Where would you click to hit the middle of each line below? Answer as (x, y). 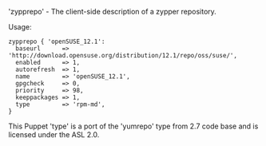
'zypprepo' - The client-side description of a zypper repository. (113, 12)
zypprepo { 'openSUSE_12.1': (57, 41)
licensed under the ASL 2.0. (54, 134)
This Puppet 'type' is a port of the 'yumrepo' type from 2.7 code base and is (133, 126)
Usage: (20, 27)
